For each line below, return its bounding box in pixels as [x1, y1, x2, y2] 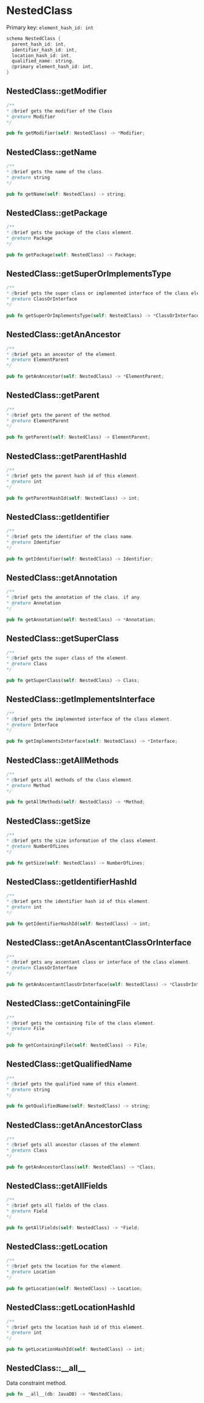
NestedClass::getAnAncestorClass [6, 1120, 143, 1130]
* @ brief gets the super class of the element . [6, 655, 129, 661]
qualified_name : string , [12, 58, 75, 64]
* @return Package [6, 235, 53, 241]
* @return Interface [6, 722, 59, 728]
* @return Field [6, 1208, 47, 1214]
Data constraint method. [6, 1379, 67, 1387]
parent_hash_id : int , [12, 41, 67, 47]
